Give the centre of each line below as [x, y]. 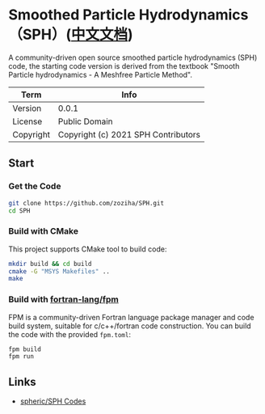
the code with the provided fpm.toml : [70, 334]
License [27, 121]
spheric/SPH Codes [53, 401]
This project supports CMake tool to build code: [88, 249]
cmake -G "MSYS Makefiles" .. [59, 271]
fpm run [21, 357]
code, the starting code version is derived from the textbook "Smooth [124, 65]
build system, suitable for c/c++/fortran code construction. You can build [130, 326]
